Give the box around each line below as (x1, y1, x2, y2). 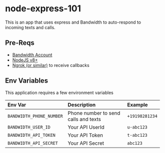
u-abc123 (127, 124, 148, 130)
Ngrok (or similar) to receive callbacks (12, 62, 90, 68)
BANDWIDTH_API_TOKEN (7, 132, 55, 138)
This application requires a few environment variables (5, 90, 114, 95)
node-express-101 (5, 3, 81, 14)
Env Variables (5, 77, 48, 85)
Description (68, 101, 96, 108)
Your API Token (68, 131, 103, 138)
